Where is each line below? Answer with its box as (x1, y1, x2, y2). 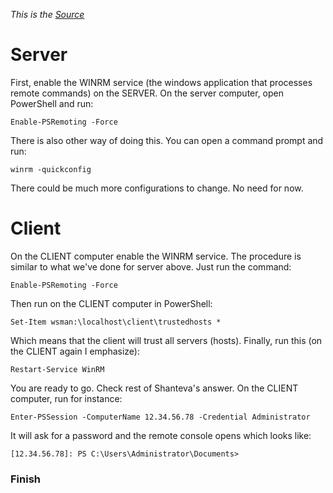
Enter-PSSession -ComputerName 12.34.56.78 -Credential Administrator (10, 412, 311, 422)
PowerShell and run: (10, 97, 94, 109)
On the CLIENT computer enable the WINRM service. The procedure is (10, 250, 302, 262)
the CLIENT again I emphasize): (10, 345, 140, 357)
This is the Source (10, 9, 85, 20)
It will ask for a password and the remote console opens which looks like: (10, 429, 312, 441)
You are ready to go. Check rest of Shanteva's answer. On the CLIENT (10, 382, 299, 394)
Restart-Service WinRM (10, 364, 105, 374)
